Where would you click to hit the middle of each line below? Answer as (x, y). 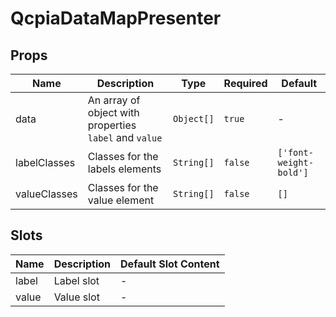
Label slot (76, 280)
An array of (114, 100)
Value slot (76, 297)
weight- (295, 162)
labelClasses (45, 162)
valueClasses (46, 194)
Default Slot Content (170, 264)
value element (121, 200)
